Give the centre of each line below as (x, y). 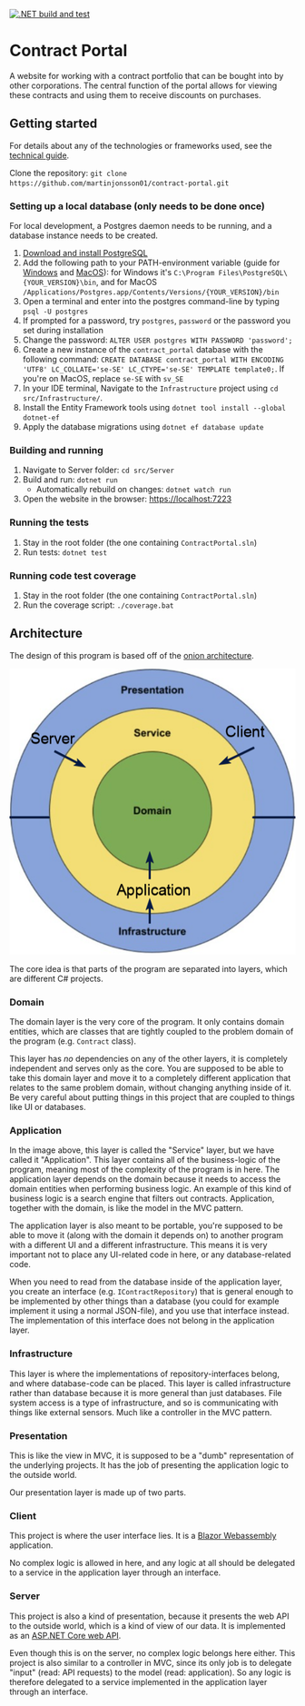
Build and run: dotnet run (70, 480)
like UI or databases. (48, 1107)
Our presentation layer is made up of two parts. (98, 1492)
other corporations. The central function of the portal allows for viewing (143, 85)
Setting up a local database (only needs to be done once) (138, 206)
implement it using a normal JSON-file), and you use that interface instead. (149, 1311)
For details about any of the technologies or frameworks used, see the (141, 145)
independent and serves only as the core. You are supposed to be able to (147, 1068)
